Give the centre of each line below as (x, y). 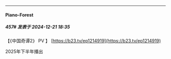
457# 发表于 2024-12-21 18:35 (38, 27)
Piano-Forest (19, 15)
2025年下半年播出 (24, 51)
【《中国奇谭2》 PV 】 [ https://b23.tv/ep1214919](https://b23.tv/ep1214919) (83, 40)
